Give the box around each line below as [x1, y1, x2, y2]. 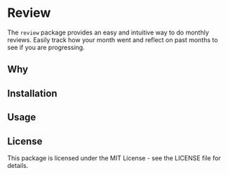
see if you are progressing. [7, 43, 86, 51]
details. [7, 161, 29, 169]
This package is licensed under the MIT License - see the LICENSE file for [7, 153, 221, 162]
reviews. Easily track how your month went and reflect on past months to [7, 35, 218, 44]
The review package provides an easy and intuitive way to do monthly [7, 28, 209, 37]
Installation [7, 87, 58, 99]
